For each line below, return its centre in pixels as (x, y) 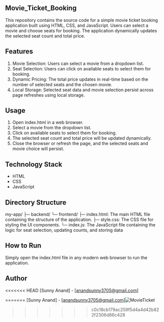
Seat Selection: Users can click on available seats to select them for (82, 68)
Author (16, 279)
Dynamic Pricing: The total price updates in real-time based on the (80, 79)
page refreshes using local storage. (49, 95)
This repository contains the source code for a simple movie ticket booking (82, 20)
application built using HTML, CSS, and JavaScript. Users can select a (77, 25)
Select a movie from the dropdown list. (52, 128)
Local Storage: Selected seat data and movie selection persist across (83, 90)
